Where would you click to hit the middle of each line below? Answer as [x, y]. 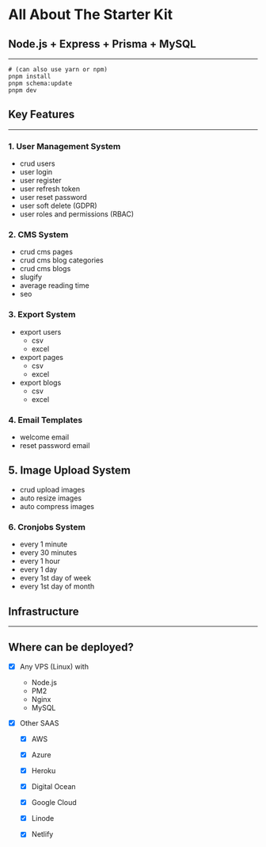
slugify [30, 277]
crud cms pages [46, 252]
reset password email [55, 445]
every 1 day [38, 569]
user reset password [53, 197]
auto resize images [50, 498]
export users [40, 332]
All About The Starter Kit [90, 15]
